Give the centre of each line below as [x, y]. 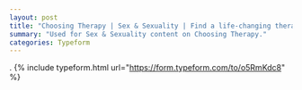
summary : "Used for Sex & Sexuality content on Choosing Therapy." [138, 34]
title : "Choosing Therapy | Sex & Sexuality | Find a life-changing [140, 26]
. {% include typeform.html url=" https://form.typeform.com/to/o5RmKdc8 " [147, 68]
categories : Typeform [50, 42]
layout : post [34, 17]
